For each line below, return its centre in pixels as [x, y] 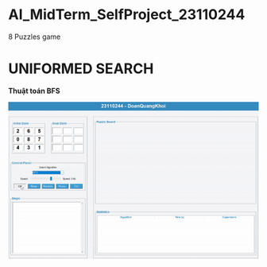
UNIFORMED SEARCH [81, 69]
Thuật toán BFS [34, 91]
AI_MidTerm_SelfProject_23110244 [127, 15]
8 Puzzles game [35, 37]
